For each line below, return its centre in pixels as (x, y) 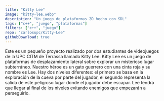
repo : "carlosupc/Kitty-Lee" (35, 33)
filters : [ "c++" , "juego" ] (33, 28)
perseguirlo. (18, 93)
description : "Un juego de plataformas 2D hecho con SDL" (66, 19)
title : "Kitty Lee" (25, 10)
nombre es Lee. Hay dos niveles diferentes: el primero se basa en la (74, 72)
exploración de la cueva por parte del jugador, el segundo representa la (78, 77)
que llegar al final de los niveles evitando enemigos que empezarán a (75, 88)
